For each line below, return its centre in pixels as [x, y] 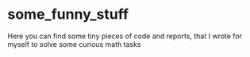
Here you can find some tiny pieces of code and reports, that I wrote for [125, 36]
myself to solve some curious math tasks [74, 44]
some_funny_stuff [68, 14]
